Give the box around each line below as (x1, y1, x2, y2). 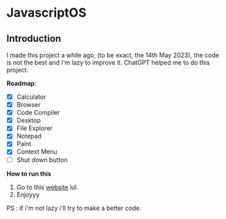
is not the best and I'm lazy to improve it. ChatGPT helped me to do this (6, 58, 210, 67)
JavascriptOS (6, 5, 87, 21)
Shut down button (16, 155, 68, 164)
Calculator (16, 92, 46, 101)
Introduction (6, 33, 62, 44)
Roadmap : (6, 79, 37, 88)
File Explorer (16, 124, 53, 133)
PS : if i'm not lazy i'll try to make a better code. (6, 204, 141, 212)
